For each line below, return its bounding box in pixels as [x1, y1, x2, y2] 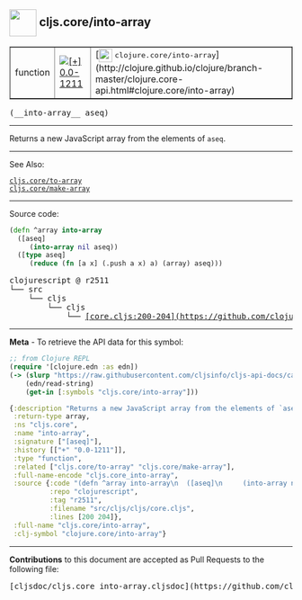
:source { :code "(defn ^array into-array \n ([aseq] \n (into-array [13, 479, 288, 488]
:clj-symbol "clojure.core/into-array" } [13, 529, 167, 538]
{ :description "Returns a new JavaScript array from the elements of [9, 404, 276, 413]
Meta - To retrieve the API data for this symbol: [9, 336, 184, 347]
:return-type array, [13, 412, 91, 421]
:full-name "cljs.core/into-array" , [13, 521, 151, 530]
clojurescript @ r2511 [9, 275, 110, 286]
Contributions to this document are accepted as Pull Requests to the [9, 554, 265, 565]
